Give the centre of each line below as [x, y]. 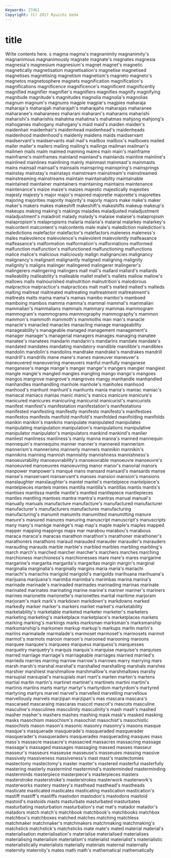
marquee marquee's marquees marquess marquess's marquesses [75, 644]
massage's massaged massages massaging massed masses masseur [78, 747]
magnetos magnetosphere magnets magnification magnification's [74, 81]
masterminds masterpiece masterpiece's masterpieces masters [72, 774]
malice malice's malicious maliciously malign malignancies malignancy [79, 254]
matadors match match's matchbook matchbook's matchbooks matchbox [82, 812]
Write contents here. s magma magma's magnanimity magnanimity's [77, 54]
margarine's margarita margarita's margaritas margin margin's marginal [80, 563]
